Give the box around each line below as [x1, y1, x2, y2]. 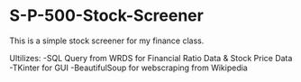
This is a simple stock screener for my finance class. [9, 35, 205, 46]
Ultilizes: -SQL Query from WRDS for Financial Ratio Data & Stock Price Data [9, 52, 293, 63]
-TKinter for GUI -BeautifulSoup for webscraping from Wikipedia [9, 62, 248, 73]
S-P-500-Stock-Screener [9, 5, 205, 26]
